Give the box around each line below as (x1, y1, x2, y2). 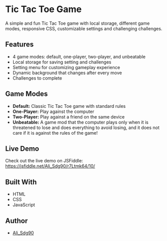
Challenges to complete (12, 75, 62, 81)
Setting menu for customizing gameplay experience (12, 64, 120, 70)
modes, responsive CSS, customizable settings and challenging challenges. (5, 25, 162, 31)
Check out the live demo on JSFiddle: (5, 158, 83, 164)
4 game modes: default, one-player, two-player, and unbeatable (12, 53, 146, 59)
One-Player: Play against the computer (12, 108, 94, 114)
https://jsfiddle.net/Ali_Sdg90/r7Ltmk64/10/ (5, 163, 95, 169)
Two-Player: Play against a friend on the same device (12, 113, 125, 119)
